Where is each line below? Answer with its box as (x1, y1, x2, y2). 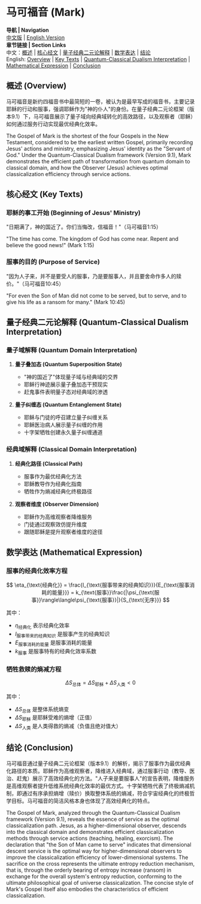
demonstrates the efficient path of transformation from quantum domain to (6, 157, 190, 165)
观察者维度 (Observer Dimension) (14, 500, 99, 508)
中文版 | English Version (6, 34, 65, 41)
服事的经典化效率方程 (6, 567, 68, 575)
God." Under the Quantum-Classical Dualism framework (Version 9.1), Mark (6, 151, 191, 159)
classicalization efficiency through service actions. (6, 170, 131, 177)
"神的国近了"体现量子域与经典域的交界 (23, 374, 118, 381)
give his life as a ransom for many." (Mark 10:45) (6, 298, 126, 305)
